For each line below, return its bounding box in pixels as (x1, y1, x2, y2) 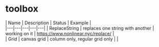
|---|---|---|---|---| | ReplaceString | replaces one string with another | (5, 25, 154, 31)
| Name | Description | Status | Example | (5, 20, 91, 26)
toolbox (5, 3, 38, 15)
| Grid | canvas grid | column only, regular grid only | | (5, 36, 118, 42)
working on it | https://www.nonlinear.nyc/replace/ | (5, 30, 114, 36)
